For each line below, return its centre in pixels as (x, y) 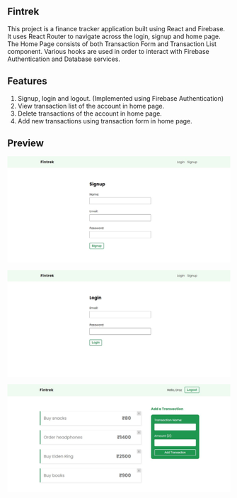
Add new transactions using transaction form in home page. (105, 121)
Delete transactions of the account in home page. (90, 114)
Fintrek (23, 12)
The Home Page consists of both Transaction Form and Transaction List (112, 44)
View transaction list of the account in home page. (91, 106)
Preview (26, 144)
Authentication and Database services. (64, 59)
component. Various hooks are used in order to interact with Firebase (109, 51)
